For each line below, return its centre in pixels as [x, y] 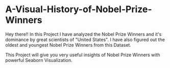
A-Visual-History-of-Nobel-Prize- [79, 9]
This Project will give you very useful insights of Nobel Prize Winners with [83, 55]
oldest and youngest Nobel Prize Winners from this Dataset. [68, 45]
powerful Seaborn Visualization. [39, 60]
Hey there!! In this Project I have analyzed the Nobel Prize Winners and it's [83, 34]
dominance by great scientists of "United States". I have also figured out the [85, 40]
